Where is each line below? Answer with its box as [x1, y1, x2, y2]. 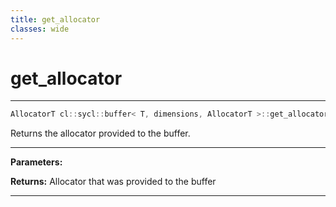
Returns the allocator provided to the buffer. [10, 127, 191, 140]
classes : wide [10, 24, 70, 34]
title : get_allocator [10, 14, 101, 25]
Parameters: [10, 156, 63, 168]
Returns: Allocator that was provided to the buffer [10, 176, 217, 188]
